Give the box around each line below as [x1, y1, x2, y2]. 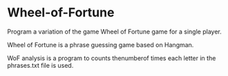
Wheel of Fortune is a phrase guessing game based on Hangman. [7, 40, 194, 49]
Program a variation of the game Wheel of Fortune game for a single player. [7, 27, 222, 36]
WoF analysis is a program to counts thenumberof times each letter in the [7, 53, 216, 62]
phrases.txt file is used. [7, 61, 74, 69]
